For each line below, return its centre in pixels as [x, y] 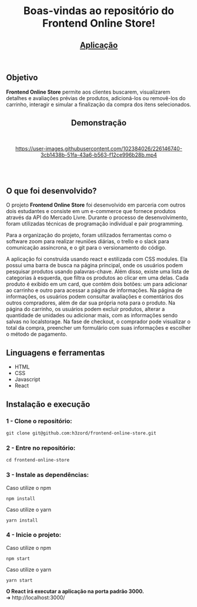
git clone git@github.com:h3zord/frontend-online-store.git [81, 433]
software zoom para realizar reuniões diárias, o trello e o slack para [88, 241]
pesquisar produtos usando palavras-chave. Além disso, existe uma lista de [98, 271]
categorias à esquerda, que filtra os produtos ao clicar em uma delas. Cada [97, 278]
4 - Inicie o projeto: [34, 535]
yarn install [22, 520]
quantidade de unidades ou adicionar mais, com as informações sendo [92, 316]
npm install [21, 499]
